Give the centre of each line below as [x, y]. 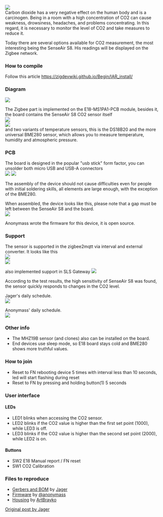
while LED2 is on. [30, 439]
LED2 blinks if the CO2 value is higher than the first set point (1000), [81, 423]
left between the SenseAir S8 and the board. [50, 209]
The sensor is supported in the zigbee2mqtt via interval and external [74, 246]
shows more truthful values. [40, 349]
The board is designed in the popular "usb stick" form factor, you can [75, 163]
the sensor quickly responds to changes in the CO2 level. [63, 286]
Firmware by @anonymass [39, 494]
